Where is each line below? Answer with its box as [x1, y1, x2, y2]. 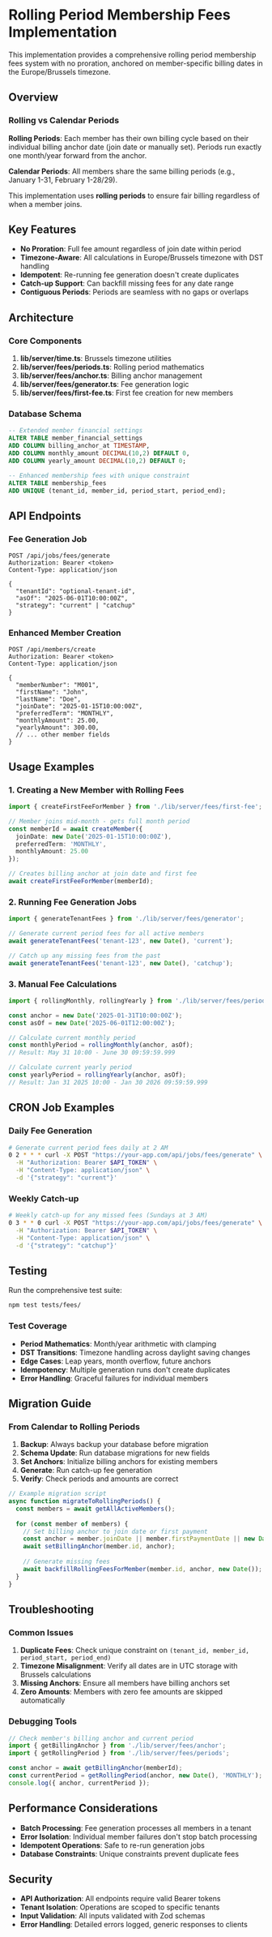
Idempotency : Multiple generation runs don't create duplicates [19, 1364, 231, 1374]
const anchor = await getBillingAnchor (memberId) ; [8, 1764, 183, 1772]
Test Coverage [8, 1321, 67, 1332]
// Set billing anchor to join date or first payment [23, 1527, 208, 1535]
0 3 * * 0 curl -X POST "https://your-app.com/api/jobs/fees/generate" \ [8, 1219, 263, 1227]
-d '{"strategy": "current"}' [15, 1174, 117, 1182]
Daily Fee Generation [8, 1125, 93, 1136]
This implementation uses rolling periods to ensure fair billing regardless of [8, 191, 261, 200]
